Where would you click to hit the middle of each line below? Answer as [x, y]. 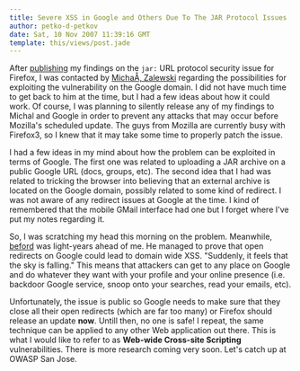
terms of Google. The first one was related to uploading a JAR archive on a [147, 162]
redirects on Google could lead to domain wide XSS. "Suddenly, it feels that [149, 256]
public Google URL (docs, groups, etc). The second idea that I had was [141, 172]
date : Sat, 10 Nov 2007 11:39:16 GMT [80, 34]
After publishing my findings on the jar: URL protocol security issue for [142, 68]
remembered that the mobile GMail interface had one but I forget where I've [149, 210]
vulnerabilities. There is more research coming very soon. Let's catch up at [148, 349]
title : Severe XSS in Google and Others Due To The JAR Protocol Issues [148, 18]
